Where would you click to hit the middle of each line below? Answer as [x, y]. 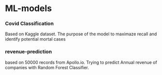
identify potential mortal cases [35, 39]
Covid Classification [30, 24]
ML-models [28, 8]
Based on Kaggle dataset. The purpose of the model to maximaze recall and [81, 34]
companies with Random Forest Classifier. [47, 67]
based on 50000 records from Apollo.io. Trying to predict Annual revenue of [81, 62]
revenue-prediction [29, 52]
